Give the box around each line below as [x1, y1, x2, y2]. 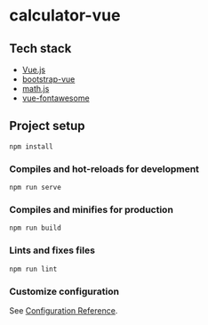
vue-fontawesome [21, 93, 91, 103]
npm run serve [9, 183, 62, 192]
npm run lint [9, 264, 58, 273]
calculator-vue [9, 5, 121, 26]
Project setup [9, 118, 86, 134]
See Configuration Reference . [9, 305, 118, 316]
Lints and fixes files [9, 244, 96, 256]
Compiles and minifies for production [9, 204, 173, 216]
